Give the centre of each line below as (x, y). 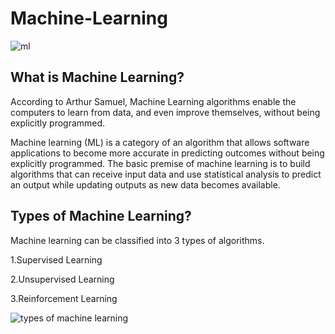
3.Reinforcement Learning (64, 298)
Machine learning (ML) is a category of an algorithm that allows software (160, 142)
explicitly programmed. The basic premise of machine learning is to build (160, 163)
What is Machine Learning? (97, 77)
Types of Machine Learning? (101, 216)
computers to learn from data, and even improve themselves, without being (165, 112)
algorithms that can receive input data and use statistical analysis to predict (166, 174)
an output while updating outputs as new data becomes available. (145, 184)
